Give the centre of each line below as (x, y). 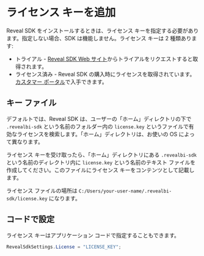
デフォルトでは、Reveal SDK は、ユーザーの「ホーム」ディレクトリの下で (99, 119)
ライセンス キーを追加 (61, 13)
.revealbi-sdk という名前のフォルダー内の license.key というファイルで (98, 126)
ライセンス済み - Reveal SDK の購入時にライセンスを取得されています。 (105, 74)
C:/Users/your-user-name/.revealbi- (125, 191)
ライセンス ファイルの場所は (42, 191)
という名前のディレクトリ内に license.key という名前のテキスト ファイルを (101, 162)
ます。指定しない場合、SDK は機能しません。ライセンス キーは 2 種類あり (99, 38)
